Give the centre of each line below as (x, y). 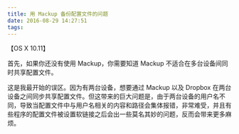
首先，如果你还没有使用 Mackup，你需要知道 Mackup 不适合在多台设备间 (115, 63)
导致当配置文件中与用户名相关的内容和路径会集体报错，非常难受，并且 (122, 105)
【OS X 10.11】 (28, 48)
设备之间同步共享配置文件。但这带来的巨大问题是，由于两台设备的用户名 (113, 96)
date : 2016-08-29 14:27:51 (47, 21)
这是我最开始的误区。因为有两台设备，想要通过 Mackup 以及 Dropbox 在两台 (119, 88)
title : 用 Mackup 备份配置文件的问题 (58, 14)
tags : (15, 27)
